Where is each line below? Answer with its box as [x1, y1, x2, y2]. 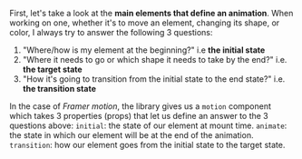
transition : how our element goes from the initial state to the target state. [9, 140, 286, 150]
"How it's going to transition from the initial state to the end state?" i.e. [22, 74, 286, 84]
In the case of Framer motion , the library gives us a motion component [9, 101, 272, 112]
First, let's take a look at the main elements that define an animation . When [9, 8, 294, 18]
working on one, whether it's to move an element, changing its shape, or [9, 17, 280, 28]
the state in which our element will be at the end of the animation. [9, 130, 254, 140]
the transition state [22, 84, 97, 94]
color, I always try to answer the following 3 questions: [9, 27, 213, 37]
